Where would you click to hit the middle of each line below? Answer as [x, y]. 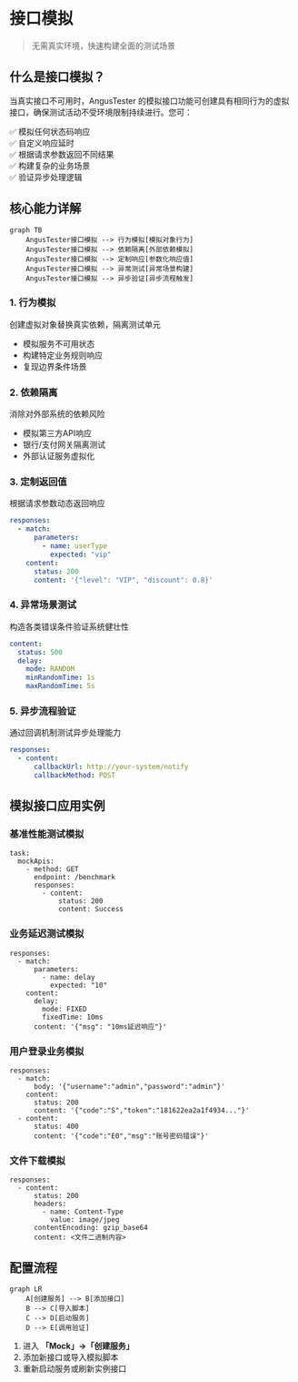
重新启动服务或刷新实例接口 [74, 1369]
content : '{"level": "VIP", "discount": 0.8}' [123, 580]
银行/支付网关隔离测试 [64, 445]
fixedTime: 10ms [73, 1017]
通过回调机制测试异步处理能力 [65, 733]
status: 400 [56, 1127]
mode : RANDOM [50, 669]
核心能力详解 [45, 209]
